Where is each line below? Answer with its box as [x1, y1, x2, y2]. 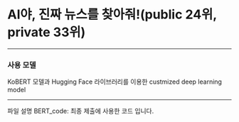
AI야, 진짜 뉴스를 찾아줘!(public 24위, [7, 6, 217, 23]
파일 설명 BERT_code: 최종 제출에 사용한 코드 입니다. [7, 107, 154, 116]
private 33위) [7, 24, 86, 40]
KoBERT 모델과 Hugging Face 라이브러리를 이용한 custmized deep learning [7, 77, 223, 86]
